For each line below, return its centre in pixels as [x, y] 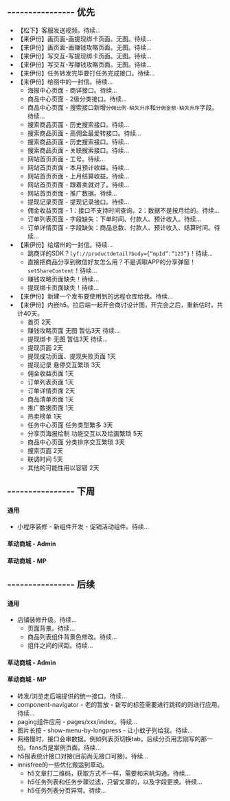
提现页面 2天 [45, 347]
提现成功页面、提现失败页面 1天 [72, 356]
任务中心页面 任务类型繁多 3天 [70, 425]
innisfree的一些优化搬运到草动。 [62, 765]
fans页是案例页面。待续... [65, 747]
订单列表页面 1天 [50, 382]
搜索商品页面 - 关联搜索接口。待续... [78, 150]
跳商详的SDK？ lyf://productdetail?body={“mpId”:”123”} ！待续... [120, 253]
